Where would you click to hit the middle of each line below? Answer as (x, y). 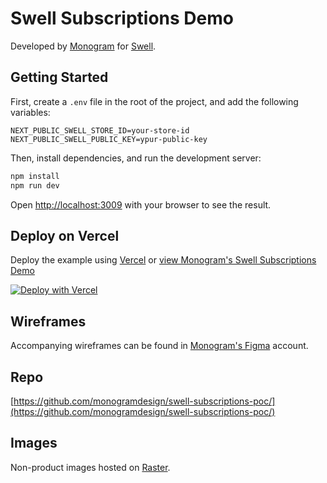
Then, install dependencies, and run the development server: (136, 158)
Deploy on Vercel (65, 235)
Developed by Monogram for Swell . (83, 46)
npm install (35, 176)
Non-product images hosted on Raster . (90, 467)
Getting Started (59, 77)
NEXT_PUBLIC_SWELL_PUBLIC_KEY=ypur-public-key (109, 139)
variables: (30, 112)
